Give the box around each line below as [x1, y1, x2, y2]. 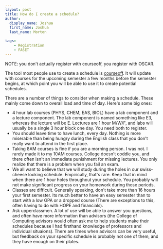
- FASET [14, 47, 29, 52]
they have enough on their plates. [12, 238, 79, 244]
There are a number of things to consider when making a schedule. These [5, 95, 154, 101]
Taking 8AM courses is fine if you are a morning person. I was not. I [12, 146, 148, 151]
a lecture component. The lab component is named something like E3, [12, 115, 153, 120]
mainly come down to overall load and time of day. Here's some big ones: [5, 100, 152, 106]
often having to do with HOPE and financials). [12, 202, 104, 208]
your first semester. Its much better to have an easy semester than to [12, 192, 151, 198]
